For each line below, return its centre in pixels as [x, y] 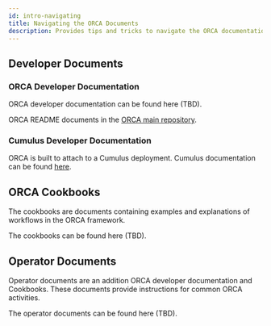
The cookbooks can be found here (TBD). [77, 236]
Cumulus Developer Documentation [80, 140]
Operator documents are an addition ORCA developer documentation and [130, 280]
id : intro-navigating [45, 16]
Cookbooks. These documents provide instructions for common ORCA [125, 289]
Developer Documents [66, 63]
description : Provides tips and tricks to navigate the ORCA [113, 31]
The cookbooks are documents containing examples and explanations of [129, 211]
